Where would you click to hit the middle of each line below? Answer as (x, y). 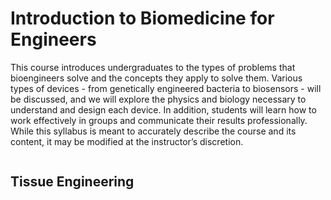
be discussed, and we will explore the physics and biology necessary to (158, 99)
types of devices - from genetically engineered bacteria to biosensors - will (166, 88)
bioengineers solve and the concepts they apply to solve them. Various (156, 78)
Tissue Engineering (72, 182)
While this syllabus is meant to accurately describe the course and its (153, 131)
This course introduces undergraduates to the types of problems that (153, 67)
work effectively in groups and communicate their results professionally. (159, 120)
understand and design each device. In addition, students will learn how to (163, 109)
